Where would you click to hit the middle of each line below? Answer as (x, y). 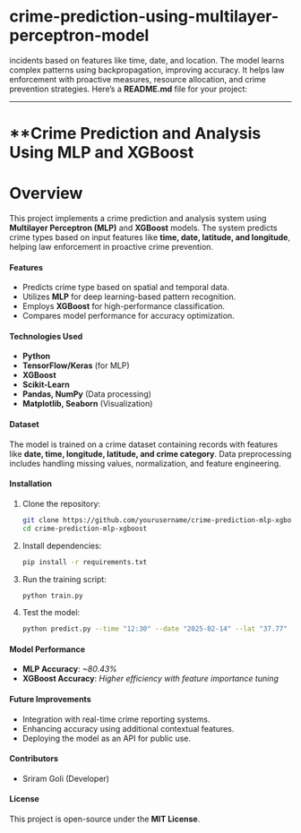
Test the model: (51, 613)
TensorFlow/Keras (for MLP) (76, 365)
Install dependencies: (62, 545)
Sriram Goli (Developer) (66, 778)
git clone (41, 520)
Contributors (34, 759)
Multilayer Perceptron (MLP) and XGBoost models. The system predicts (143, 228)
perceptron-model (79, 35)
